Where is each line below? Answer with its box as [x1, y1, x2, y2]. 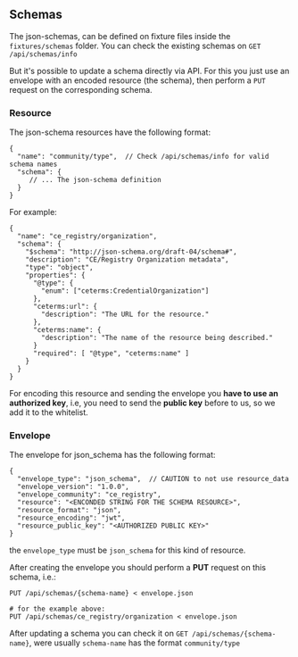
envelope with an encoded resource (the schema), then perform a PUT [9, 75, 266, 86]
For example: [9, 207, 58, 218]
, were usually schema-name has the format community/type [29, 637, 241, 648]
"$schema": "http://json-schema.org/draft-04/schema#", [25, 247, 238, 257]
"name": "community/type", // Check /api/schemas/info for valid [17, 152, 269, 162]
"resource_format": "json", [17, 506, 122, 515]
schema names [9, 160, 58, 169]
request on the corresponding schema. [9, 84, 153, 95]
